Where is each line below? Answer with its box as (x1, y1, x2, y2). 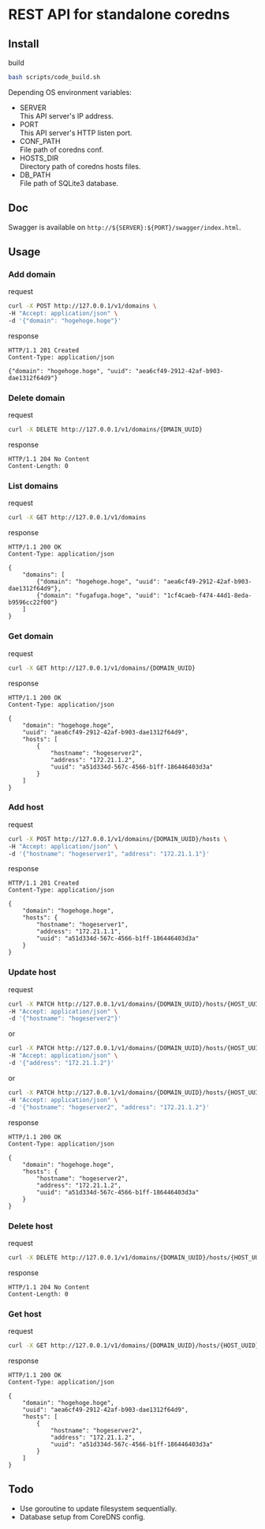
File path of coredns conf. (19, 145, 104, 154)
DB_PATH (19, 170, 51, 179)
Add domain (8, 269, 56, 280)
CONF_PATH (19, 136, 61, 145)
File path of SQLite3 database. (19, 178, 119, 187)
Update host (8, 967, 57, 978)
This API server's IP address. (19, 111, 114, 120)
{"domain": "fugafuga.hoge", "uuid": (36, 591, 160, 600)
